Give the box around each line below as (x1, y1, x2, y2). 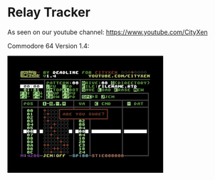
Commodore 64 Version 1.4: (7, 41, 90, 50)
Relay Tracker (7, 4, 91, 21)
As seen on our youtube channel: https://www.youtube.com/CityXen (7, 28, 208, 36)
